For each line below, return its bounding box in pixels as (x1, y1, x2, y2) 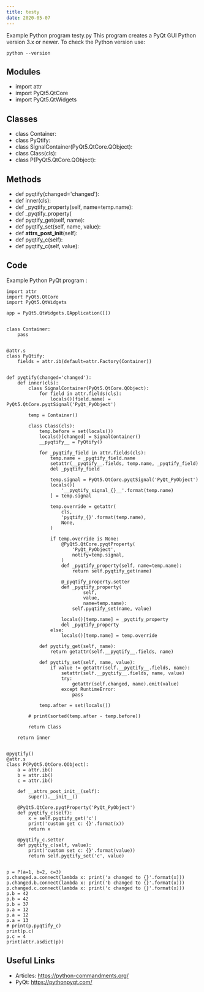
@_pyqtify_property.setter (61, 579, 130, 585)
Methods (6, 174, 42, 184)
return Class (28, 724, 62, 730)
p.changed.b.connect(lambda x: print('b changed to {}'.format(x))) (6, 880, 185, 886)
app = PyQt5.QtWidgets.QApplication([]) (6, 310, 111, 316)
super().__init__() (28, 794, 78, 800)
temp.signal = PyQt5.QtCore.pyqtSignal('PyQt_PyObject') (50, 477, 199, 483)
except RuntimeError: (61, 686, 116, 692)
